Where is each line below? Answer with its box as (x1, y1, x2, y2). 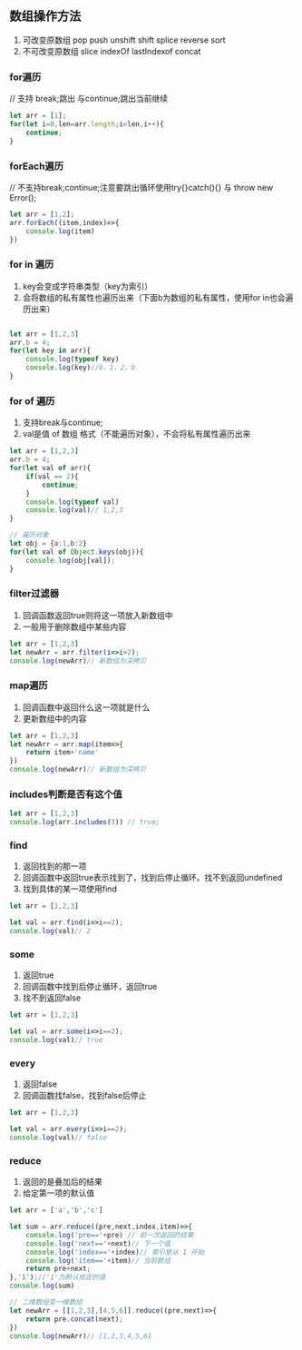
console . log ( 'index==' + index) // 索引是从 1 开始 (25, 1247, 205, 1256)
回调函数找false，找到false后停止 (22, 1090, 147, 1101)
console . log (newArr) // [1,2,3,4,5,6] (9, 1331, 152, 1341)
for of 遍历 (9, 394, 55, 407)
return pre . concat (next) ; (25, 1315, 124, 1324)
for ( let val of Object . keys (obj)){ (9, 547, 144, 557)
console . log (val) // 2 (9, 927, 92, 936)
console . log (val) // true (9, 1036, 103, 1045)
